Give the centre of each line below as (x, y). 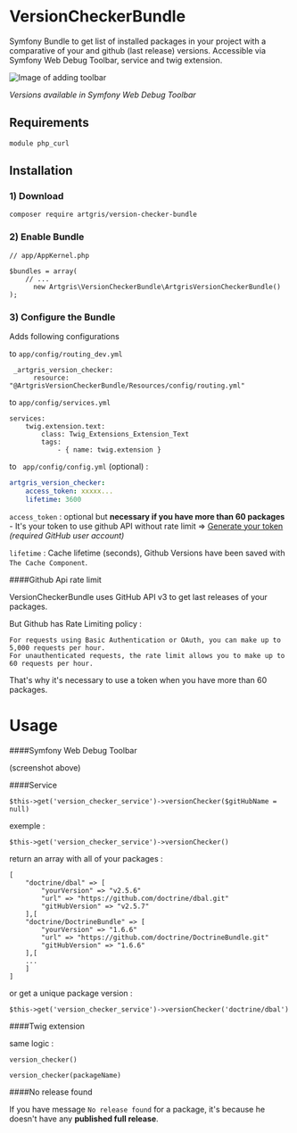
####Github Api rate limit (56, 579)
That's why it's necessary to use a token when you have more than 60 (138, 679)
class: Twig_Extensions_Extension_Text (115, 435)
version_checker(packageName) (66, 1075)
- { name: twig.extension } (109, 450)
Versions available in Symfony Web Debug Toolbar (103, 95)
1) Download (37, 196)
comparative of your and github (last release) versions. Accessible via (137, 50)
